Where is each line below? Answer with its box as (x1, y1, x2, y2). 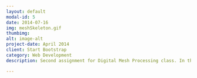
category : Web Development (6, 52, 72, 58)
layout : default (6, 8, 46, 15)
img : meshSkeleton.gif (6, 25, 62, 31)
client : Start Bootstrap (6, 47, 67, 53)
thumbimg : (6, 30, 30, 36)
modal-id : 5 (6, 14, 35, 20)
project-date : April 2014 (6, 42, 69, 48)
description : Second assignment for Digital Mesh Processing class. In (6, 57, 185, 63)
